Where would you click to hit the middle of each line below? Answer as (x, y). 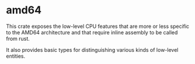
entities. (15, 56)
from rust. (18, 38)
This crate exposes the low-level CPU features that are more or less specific (98, 26)
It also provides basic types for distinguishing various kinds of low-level (92, 49)
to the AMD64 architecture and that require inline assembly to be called (92, 32)
